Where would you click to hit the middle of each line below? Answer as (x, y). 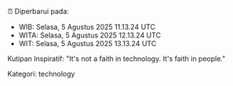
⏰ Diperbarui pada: (38, 11)
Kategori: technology (41, 74)
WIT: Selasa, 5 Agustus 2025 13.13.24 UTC (87, 43)
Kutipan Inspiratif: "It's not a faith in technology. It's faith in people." (116, 59)
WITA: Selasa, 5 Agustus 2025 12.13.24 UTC (90, 35)
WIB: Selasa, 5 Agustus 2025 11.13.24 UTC (87, 27)
